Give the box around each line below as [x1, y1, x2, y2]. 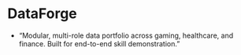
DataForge [7, 5, 78, 23]
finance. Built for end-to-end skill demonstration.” [18, 38, 180, 48]
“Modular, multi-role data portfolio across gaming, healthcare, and [18, 31, 234, 40]
